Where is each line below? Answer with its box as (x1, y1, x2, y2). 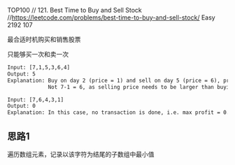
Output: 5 (7, 70, 36, 78)
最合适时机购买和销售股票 (7, 35, 81, 43)
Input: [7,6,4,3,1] (7, 96, 64, 103)
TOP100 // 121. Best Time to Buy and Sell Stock (7, 6, 142, 14)
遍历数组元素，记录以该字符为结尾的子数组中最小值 (7, 150, 155, 158)
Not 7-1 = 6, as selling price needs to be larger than (48, 83, 215, 90)
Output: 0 (7, 103, 36, 110)
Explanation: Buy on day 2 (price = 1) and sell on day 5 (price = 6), (7, 77, 220, 84)
